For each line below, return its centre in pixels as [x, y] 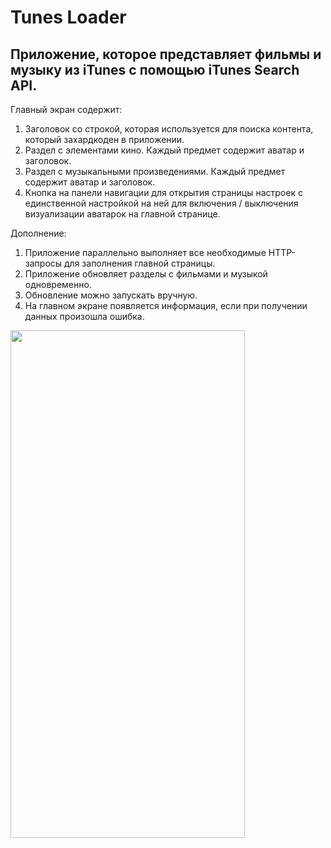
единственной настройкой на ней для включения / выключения [161, 203]
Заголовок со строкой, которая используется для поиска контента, [169, 129]
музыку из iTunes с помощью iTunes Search [155, 69]
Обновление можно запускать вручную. [111, 295]
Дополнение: [38, 233]
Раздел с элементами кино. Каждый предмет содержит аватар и [164, 150]
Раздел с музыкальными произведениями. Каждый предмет [155, 171]
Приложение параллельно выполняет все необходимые [145, 252]
